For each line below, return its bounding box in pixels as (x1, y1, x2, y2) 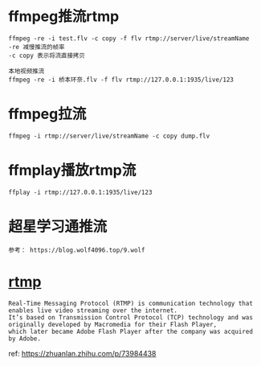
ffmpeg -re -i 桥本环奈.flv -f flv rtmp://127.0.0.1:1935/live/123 (8, 76, 234, 84)
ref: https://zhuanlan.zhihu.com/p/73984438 (8, 348, 157, 358)
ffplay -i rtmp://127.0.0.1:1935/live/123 (8, 188, 153, 196)
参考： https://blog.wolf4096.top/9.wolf (8, 246, 145, 254)
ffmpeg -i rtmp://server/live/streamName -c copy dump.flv (8, 132, 210, 140)
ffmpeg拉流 (8, 105, 87, 123)
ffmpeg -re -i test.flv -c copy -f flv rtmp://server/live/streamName (8, 34, 250, 43)
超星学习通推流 (8, 218, 108, 236)
